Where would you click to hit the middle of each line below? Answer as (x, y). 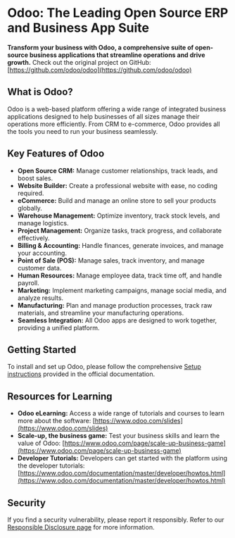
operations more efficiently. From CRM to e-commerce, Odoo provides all (114, 124)
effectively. (33, 238)
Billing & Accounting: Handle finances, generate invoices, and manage (120, 245)
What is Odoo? (40, 92)
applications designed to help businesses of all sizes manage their (103, 116)
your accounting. (42, 253)
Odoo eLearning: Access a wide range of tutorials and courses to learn (121, 413)
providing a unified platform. (58, 327)
